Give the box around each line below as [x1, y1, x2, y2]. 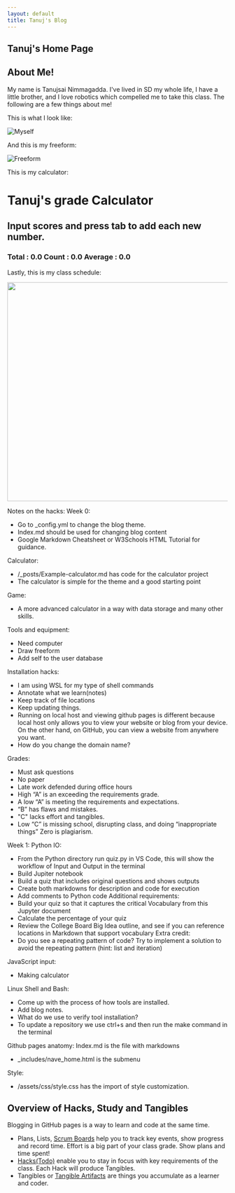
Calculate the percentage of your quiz [17, 913, 127, 922]
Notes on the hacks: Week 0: [7, 506, 91, 515]
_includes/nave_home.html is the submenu [17, 1055, 141, 1063]
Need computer [17, 639, 63, 647]
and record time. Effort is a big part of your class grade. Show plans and [17, 1142, 226, 1150]
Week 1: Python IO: [7, 841, 62, 849]
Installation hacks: [7, 667, 59, 676]
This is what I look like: [7, 113, 73, 122]
